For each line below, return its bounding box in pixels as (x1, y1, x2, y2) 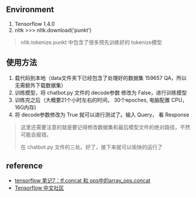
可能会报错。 (20, 131, 52, 138)
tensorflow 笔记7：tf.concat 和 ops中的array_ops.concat (14, 177, 151, 184)
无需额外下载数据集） (14, 82, 66, 89)
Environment (6, 5, 55, 15)
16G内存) (14, 103, 36, 111)
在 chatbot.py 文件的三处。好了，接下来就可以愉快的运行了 (20, 143, 163, 151)
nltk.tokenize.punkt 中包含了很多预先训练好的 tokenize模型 (20, 38, 163, 46)
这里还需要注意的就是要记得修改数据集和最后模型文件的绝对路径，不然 (20, 123, 191, 131)
